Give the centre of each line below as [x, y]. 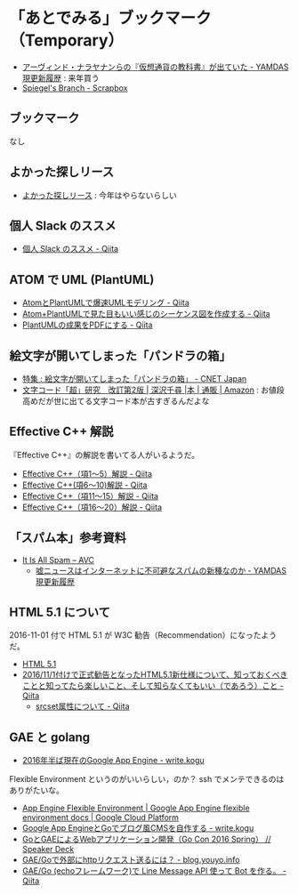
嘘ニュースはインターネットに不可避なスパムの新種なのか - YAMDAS [161, 570]
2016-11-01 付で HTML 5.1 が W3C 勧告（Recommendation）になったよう [143, 635]
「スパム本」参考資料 [68, 538]
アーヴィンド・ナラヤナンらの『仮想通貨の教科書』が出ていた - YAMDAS [155, 67]
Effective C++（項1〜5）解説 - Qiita [87, 473]
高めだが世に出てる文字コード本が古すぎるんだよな [116, 401]
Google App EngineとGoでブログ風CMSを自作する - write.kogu [138, 828]
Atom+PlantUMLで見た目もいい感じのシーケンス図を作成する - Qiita [146, 314]
